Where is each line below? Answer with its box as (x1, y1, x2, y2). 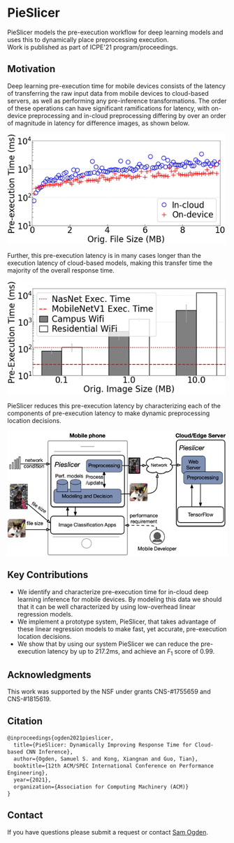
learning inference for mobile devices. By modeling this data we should (17, 595, 222, 603)
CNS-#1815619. (7, 695, 52, 703)
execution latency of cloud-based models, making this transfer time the (7, 259, 213, 267)
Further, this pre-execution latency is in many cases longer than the (7, 251, 201, 259)
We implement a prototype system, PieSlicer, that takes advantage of (17, 617, 217, 626)
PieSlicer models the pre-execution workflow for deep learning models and (7, 28, 224, 36)
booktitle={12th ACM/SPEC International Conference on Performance (13, 763, 214, 770)
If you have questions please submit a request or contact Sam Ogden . (7, 828, 208, 836)
